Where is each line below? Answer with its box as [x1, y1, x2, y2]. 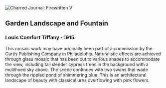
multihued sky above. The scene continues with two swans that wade [5, 67, 149, 73]
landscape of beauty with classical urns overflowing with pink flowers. [5, 77, 150, 83]
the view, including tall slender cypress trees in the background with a [5, 61, 149, 67]
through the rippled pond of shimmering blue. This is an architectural [5, 72, 147, 78]
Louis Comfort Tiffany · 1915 [5, 34, 75, 41]
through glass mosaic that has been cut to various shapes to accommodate [5, 56, 160, 62]
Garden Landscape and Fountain [5, 19, 109, 28]
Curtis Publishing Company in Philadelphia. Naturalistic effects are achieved [5, 51, 161, 57]
